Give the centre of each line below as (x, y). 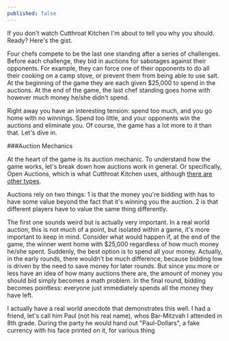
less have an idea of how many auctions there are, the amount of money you (115, 273)
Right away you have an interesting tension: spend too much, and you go (110, 110)
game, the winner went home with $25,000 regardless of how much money (113, 244)
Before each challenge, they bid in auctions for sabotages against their (107, 61)
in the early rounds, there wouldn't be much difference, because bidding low (115, 259)
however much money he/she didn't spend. (68, 97)
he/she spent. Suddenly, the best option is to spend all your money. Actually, (115, 251)
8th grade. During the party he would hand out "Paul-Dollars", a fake (104, 322)
